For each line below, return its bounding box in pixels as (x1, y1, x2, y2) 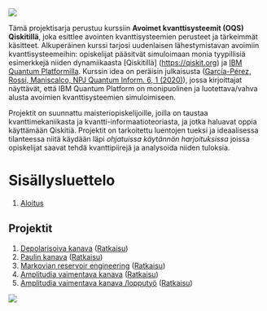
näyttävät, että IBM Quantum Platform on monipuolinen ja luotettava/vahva (8, 84, 258, 93)
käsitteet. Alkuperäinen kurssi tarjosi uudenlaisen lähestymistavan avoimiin (8, 41, 260, 50)
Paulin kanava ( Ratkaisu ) (20, 252, 103, 261)
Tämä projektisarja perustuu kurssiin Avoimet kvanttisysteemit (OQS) (8, 24, 244, 33)
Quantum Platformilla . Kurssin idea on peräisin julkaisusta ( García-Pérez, (8, 67, 252, 76)
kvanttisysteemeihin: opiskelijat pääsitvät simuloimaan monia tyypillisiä (8, 49, 246, 59)
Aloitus (20, 198, 44, 208)
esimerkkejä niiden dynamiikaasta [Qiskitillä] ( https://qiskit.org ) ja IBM (8, 58, 243, 68)
